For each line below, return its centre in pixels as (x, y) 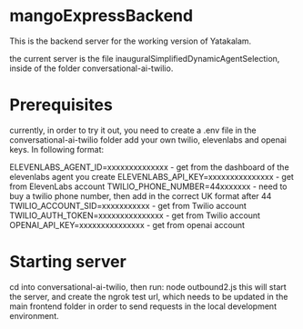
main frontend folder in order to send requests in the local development (143, 306)
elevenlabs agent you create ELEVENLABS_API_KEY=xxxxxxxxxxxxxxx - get (151, 176)
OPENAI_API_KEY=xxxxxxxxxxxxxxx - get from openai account (127, 224)
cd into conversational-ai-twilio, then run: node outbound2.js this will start (148, 286)
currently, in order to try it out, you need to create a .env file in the (133, 130)
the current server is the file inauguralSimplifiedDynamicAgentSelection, (145, 58)
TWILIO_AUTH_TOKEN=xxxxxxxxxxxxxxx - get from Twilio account (135, 215)
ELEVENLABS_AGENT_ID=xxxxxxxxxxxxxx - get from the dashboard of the (149, 167)
